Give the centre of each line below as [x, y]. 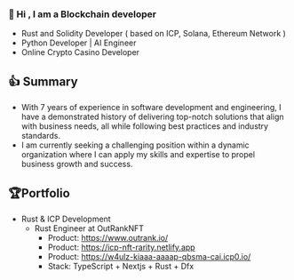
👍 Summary [43, 81]
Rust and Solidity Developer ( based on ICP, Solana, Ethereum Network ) [153, 34]
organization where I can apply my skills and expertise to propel [138, 155]
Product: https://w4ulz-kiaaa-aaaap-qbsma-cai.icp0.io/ [149, 256]
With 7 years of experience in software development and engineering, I [151, 108]
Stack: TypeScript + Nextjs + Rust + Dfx [121, 266]
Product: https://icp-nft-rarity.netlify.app [122, 247]
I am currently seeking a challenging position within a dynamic [135, 145]
